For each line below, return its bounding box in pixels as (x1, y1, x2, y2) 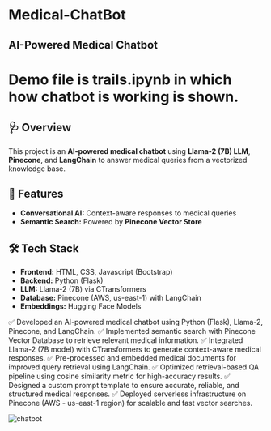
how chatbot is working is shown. (8, 87, 239, 106)
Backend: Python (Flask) (19, 275, 104, 285)
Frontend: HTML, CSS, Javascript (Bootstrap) (19, 267, 173, 277)
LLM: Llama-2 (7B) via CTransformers (19, 284, 147, 294)
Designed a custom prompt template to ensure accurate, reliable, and (8, 381, 240, 390)
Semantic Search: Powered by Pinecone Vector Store (19, 217, 202, 227)
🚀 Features (8, 186, 64, 200)
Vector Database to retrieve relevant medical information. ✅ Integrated (8, 335, 243, 345)
